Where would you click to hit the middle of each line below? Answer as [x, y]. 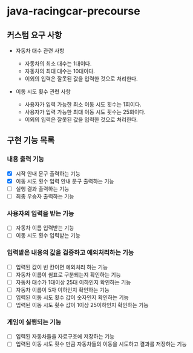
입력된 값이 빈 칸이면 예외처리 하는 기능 [62, 267]
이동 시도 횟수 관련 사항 [43, 91]
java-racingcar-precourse [74, 11]
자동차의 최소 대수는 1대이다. [58, 64]
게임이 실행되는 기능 [34, 322]
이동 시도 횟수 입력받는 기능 [48, 236]
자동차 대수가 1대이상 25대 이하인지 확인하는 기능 [73, 282]
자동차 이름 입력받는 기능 [45, 228]
